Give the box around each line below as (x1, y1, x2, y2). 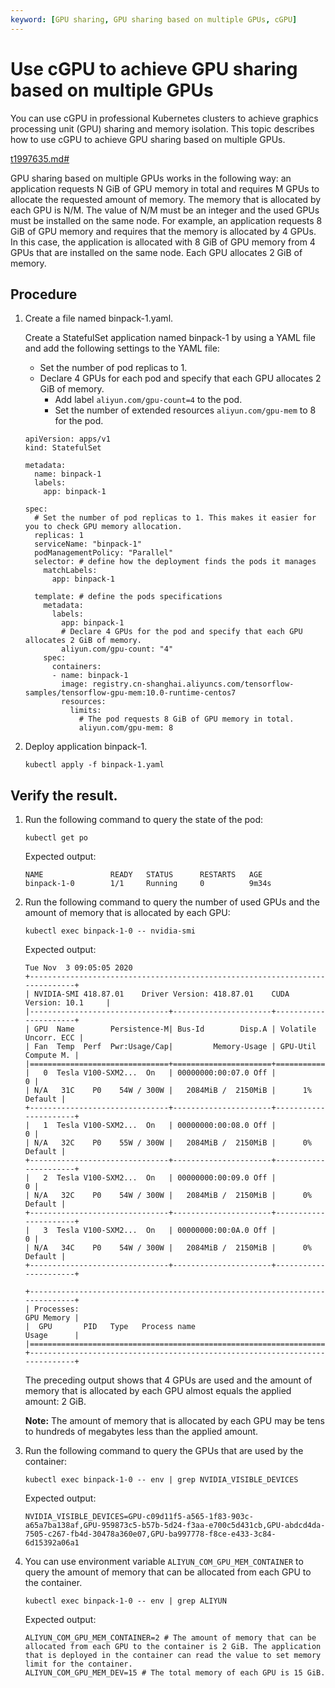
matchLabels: (43, 566, 98, 576)
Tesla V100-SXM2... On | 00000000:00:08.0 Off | (56, 1121, 277, 1131)
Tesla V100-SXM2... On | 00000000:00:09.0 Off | (56, 1173, 277, 1183)
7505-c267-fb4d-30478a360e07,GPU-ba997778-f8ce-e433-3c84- (24, 1529, 277, 1540)
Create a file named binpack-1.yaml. (24, 312, 174, 325)
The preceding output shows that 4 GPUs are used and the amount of (24, 1374, 313, 1386)
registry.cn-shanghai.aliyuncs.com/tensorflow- (92, 679, 295, 690)
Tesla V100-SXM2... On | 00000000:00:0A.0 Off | (56, 1226, 277, 1236)
